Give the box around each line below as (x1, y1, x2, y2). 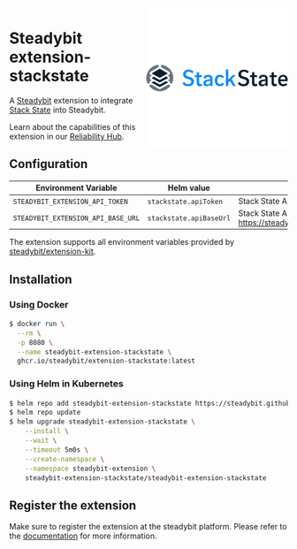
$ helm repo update (9, 408, 81, 417)
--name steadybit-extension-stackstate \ (17, 347, 172, 356)
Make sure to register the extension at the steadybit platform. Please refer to (9, 522, 287, 532)
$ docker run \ (9, 319, 65, 328)
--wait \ (25, 436, 57, 446)
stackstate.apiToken (147, 197, 224, 206)
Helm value (167, 183, 210, 194)
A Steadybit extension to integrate (9, 95, 133, 105)
